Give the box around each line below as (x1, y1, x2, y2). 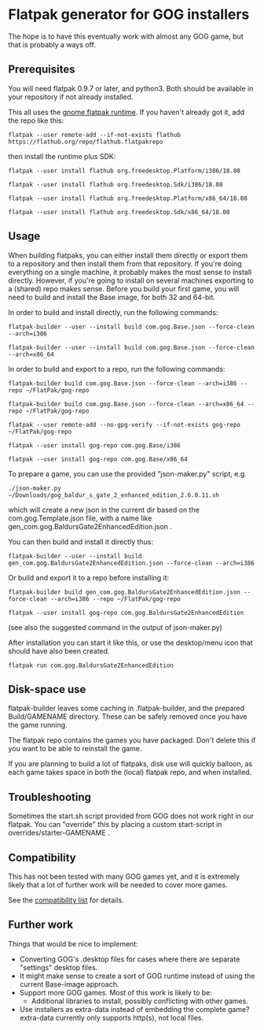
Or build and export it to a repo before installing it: (8, 572, 170, 582)
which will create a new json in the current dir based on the (8, 505, 200, 514)
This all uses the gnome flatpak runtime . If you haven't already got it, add (8, 107, 245, 117)
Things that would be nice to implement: (8, 939, 139, 948)
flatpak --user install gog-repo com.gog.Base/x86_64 (8, 455, 189, 463)
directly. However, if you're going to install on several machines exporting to (8, 276, 254, 285)
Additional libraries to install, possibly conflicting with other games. (31, 996, 249, 1006)
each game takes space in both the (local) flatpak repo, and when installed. (8, 768, 252, 777)
